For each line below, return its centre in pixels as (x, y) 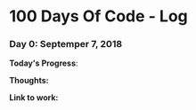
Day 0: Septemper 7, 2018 (66, 44)
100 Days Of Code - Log (99, 16)
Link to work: (34, 98)
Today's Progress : (44, 63)
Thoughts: (29, 81)
